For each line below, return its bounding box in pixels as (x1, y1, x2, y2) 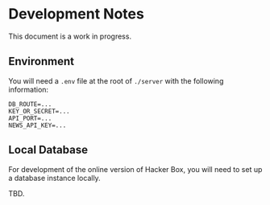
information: (8, 84, 49, 94)
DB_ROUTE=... (8, 100, 52, 109)
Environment (8, 55, 75, 68)
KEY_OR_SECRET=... (8, 107, 70, 115)
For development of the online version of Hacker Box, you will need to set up (8, 164, 263, 174)
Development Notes (8, 5, 145, 23)
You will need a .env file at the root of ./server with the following (8, 76, 224, 85)
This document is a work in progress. (8, 31, 131, 41)
